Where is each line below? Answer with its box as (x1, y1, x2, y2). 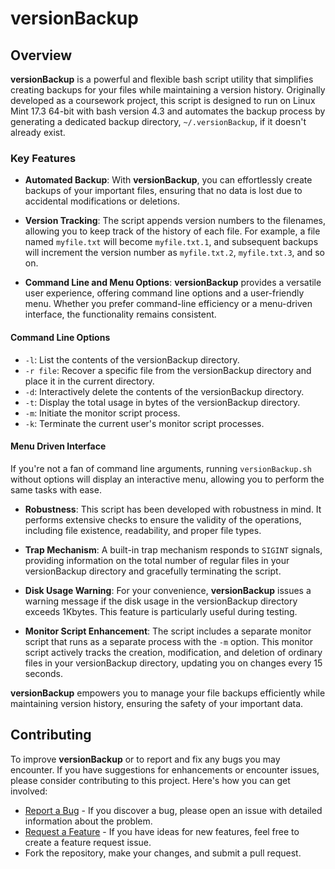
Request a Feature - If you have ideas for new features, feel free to (24, 825, 300, 837)
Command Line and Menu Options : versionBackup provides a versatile (24, 277, 322, 289)
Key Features (10, 151, 77, 165)
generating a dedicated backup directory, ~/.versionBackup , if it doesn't (10, 116, 307, 127)
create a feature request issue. (24, 836, 152, 848)
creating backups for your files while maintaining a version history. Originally (10, 84, 326, 96)
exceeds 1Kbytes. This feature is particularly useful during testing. (24, 605, 298, 617)
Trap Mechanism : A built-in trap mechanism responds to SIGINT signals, (24, 543, 323, 556)
